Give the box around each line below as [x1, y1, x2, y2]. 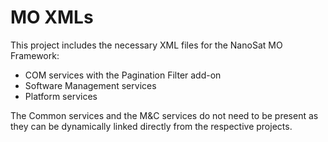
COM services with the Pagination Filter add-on [24, 69, 222, 81]
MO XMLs [10, 6, 94, 29]
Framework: [10, 49, 60, 61]
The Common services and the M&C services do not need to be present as [10, 109, 319, 121]
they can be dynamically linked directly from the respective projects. [10, 120, 293, 132]
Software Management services [24, 79, 157, 91]
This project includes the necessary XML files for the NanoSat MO [10, 39, 283, 51]
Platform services [24, 90, 98, 102]
